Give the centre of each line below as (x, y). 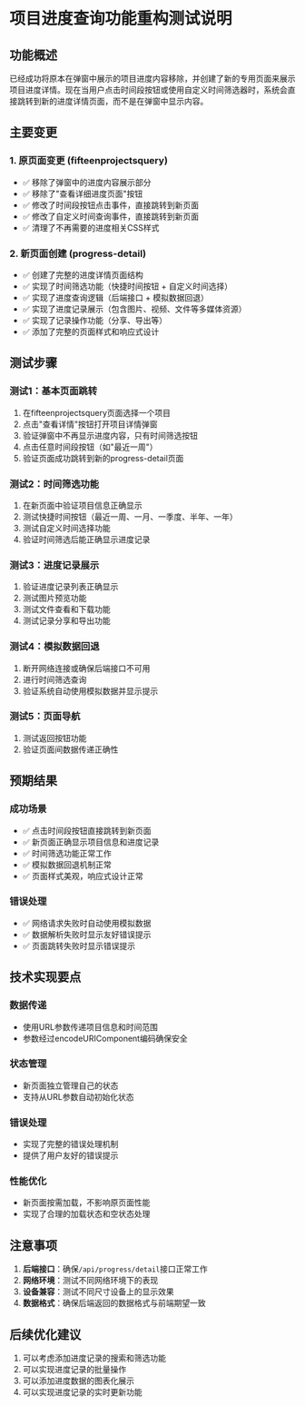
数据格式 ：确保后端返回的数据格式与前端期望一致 (114, 1303)
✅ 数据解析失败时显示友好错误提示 (87, 934)
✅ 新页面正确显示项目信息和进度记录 (91, 842)
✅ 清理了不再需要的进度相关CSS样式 (91, 227)
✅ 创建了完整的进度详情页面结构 (83, 274)
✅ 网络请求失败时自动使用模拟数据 (87, 923)
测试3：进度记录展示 (54, 565)
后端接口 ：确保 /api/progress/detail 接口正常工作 (115, 1269)
